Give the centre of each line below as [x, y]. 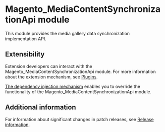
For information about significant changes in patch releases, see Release [80, 119]
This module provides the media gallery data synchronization [67, 33]
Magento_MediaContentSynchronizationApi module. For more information [81, 71]
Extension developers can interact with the [49, 66]
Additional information [41, 107]
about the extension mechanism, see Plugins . [52, 77]
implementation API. [26, 39]
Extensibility [25, 54]
